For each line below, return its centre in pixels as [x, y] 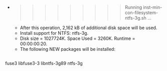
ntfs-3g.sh [135, 18]
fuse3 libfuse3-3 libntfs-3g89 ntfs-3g [44, 63]
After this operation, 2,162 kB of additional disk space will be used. [89, 28]
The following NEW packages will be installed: [67, 49]
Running [133, 7]
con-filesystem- [141, 13]
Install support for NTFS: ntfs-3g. [54, 33]
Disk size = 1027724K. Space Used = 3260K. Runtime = [77, 38]
